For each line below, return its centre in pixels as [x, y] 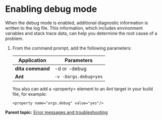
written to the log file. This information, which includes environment [74, 28]
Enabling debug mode [51, 9]
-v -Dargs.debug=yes [79, 77]
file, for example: [29, 94]
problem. [14, 39]
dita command [32, 69]
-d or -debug [70, 69]
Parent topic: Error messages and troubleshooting [56, 112]
